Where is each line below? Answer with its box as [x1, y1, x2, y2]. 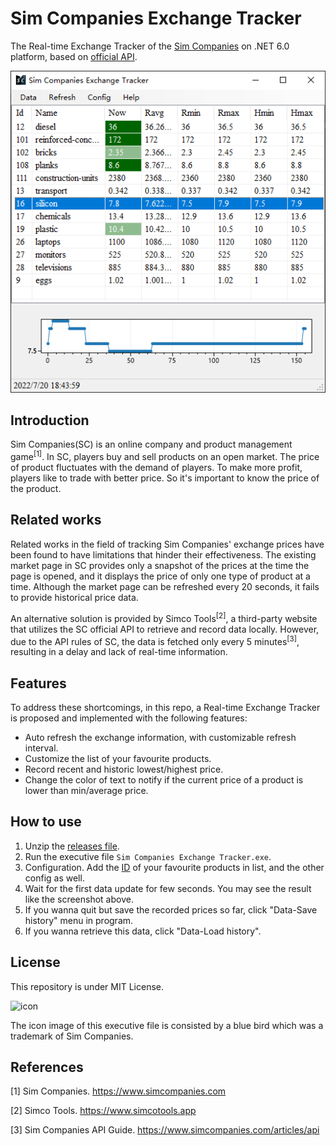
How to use [10, 813, 82, 831]
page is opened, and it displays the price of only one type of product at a [10, 570, 311, 582]
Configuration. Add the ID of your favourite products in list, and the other [24, 861, 325, 873]
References [10, 1059, 84, 1076]
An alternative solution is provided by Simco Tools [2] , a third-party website [10, 610, 318, 624]
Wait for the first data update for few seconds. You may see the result [24, 882, 312, 894]
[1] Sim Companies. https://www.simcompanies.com [10, 1085, 227, 1097]
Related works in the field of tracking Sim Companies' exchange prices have [10, 538, 325, 550]
